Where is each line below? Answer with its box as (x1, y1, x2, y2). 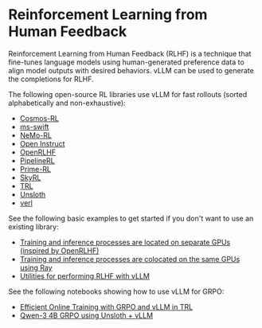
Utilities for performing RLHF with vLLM (19, 271, 150, 280)
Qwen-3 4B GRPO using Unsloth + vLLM (19, 310, 154, 320)
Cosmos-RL (19, 113, 60, 123)
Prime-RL (19, 164, 52, 174)
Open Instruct (19, 139, 65, 148)
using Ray (19, 263, 53, 272)
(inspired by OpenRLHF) (19, 245, 100, 256)
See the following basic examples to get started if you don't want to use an (8, 213, 254, 223)
